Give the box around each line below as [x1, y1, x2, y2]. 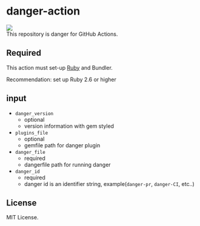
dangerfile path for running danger [24, 161, 111, 168]
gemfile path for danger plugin [24, 141, 101, 149]
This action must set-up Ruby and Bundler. [6, 64, 113, 71]
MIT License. [6, 214, 39, 221]
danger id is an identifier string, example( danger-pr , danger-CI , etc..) [24, 180, 195, 187]
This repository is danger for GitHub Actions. [6, 30, 118, 38]
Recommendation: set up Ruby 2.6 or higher [6, 76, 117, 83]
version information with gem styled [24, 122, 114, 130]
